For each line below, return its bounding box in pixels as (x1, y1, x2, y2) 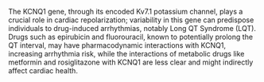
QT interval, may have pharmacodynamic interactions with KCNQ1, (8, 41, 227, 50)
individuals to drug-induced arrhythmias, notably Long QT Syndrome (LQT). (8, 24, 257, 33)
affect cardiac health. (8, 66, 78, 75)
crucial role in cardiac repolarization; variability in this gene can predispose (8, 15, 254, 25)
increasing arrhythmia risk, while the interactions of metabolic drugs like (8, 49, 245, 58)
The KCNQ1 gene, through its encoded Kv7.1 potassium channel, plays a (8, 7, 243, 16)
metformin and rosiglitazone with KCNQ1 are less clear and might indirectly (8, 57, 254, 67)
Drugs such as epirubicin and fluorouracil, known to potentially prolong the (8, 32, 253, 41)
